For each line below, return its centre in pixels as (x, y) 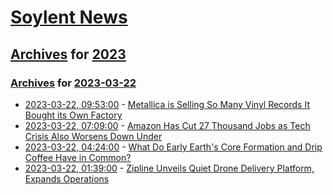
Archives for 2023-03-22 (73, 83)
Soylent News (69, 17)
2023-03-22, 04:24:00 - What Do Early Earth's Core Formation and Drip (173, 147)
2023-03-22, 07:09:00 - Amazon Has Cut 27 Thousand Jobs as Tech (167, 125)
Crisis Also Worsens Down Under (93, 136)
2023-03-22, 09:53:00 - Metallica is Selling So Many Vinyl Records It (167, 104)
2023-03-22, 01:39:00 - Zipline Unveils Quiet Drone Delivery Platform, (169, 168)
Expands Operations (67, 178)
